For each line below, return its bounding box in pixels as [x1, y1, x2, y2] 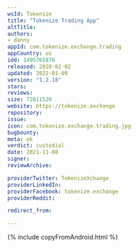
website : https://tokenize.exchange [7, 103, 115, 110]
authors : [7, 30, 33, 38]
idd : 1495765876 [7, 57, 55, 64]
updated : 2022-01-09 [7, 69, 69, 77]
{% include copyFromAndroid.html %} [7, 233, 118, 242]
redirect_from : [7, 207, 52, 215]
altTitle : [7, 23, 37, 30]
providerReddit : [7, 194, 55, 202]
